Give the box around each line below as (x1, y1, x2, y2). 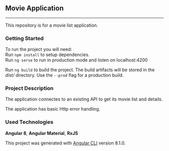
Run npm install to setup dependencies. (5, 52, 90, 58)
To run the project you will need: (5, 46, 72, 53)
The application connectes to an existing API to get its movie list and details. (5, 96, 163, 103)
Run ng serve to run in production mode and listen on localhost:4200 (5, 57, 148, 63)
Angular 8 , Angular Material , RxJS (5, 130, 78, 136)
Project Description (5, 85, 54, 92)
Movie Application (5, 4, 64, 13)
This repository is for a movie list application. (5, 22, 98, 28)
